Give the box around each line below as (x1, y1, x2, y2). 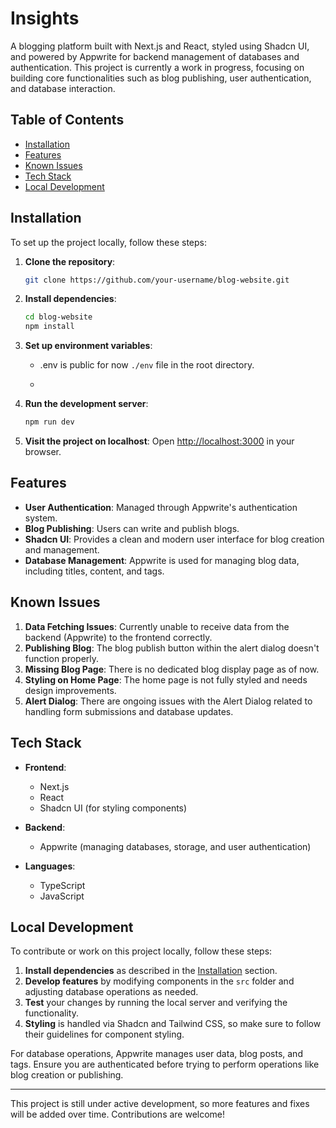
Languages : (24, 860, 76, 872)
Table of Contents (10, 112, 125, 129)
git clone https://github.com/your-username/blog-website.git (24, 275, 290, 285)
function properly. (24, 652, 100, 664)
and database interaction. (10, 82, 116, 94)
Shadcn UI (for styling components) (39, 802, 188, 814)
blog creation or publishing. (10, 1069, 124, 1081)
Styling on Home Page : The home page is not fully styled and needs (24, 673, 308, 686)
